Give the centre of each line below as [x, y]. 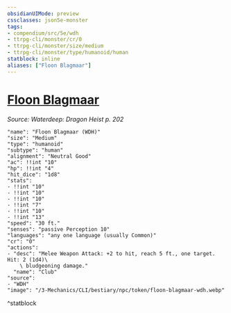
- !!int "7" [24, 205]
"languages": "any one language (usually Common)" [82, 235]
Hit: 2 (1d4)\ [28, 259]
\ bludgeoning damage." [54, 266]
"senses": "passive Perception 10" [59, 229]
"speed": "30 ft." [34, 223]
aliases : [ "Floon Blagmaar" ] [49, 65]
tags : [15, 26]
